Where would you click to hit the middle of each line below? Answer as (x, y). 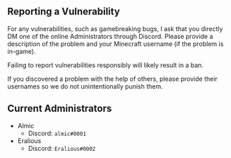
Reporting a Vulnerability (64, 12)
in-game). (22, 51)
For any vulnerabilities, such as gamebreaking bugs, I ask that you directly (115, 28)
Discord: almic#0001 (57, 133)
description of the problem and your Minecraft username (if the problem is (115, 44)
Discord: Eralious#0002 (62, 148)
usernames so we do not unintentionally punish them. (85, 86)
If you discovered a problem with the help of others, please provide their (112, 79)
